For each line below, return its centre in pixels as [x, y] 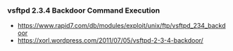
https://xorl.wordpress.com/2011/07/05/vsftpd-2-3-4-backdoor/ [111, 41]
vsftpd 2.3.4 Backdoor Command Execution [84, 10]
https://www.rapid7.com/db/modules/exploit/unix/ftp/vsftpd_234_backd [122, 26]
